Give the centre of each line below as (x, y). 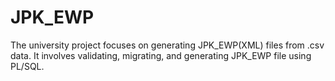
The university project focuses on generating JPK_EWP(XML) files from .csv (167, 45)
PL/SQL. (27, 66)
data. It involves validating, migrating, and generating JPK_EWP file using (161, 55)
